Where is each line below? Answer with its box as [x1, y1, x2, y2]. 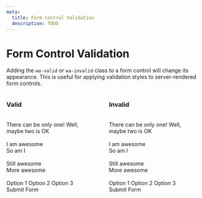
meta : [6, 9, 20, 15]
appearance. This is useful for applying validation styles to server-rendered [6, 73, 197, 81]
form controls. [6, 80, 42, 87]
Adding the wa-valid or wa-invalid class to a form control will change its [6, 67, 189, 74]
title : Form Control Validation [12, 15, 95, 21]
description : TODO [12, 20, 59, 26]
